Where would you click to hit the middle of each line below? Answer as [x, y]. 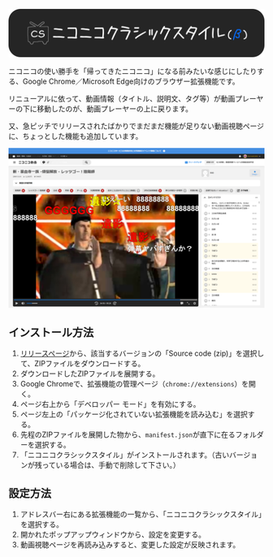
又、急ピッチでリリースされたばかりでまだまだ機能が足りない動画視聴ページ [136, 126]
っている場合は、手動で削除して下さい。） [111, 465]
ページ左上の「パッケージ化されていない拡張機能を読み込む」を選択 [134, 414]
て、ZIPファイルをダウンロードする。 [82, 364]
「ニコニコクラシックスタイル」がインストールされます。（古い [125, 455]
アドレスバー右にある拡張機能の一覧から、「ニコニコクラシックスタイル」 [141, 514]
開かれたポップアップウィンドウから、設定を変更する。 [113, 535]
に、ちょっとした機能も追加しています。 [76, 136]
